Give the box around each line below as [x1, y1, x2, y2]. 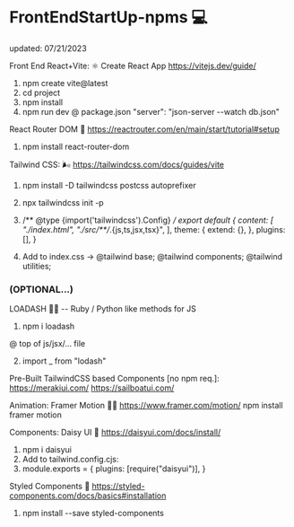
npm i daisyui [22, 444, 72, 455]
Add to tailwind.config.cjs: [22, 454, 119, 465]
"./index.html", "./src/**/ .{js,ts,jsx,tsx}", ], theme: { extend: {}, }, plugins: [22, 224, 286, 234]
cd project [22, 87, 61, 98]
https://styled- [91, 481, 145, 492]
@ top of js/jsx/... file [9, 338, 86, 349]
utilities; [22, 260, 52, 271]
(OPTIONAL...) [9, 283, 73, 295]
